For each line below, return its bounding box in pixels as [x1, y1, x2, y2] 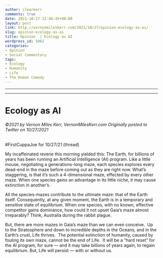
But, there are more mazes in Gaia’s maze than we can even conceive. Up [5, 222, 153, 228]
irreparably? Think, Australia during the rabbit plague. [5, 212, 112, 218]
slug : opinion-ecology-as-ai [5, 30, 64, 35]
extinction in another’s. [5, 182, 51, 188]
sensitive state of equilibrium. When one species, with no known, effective [5, 202, 154, 208]
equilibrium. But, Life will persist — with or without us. [5, 248, 113, 254]
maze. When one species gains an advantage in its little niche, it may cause [5, 177, 156, 183]
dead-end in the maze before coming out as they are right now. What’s [5, 166, 147, 173]
